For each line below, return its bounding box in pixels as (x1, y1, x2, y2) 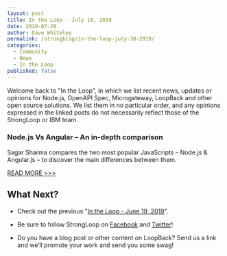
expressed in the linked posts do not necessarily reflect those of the (7, 108, 200, 117)
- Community (13, 49, 48, 56)
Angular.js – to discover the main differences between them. (7, 155, 177, 163)
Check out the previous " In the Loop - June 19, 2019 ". (16, 207, 169, 215)
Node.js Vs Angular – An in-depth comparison (7, 132, 163, 142)
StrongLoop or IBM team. (7, 115, 79, 124)
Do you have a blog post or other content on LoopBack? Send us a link (16, 233, 217, 242)
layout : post (7, 10, 45, 17)
